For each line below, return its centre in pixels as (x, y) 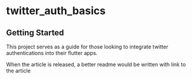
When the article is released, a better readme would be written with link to (96, 64)
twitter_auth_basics (56, 11)
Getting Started (35, 33)
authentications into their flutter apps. (52, 53)
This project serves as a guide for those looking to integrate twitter (87, 47)
